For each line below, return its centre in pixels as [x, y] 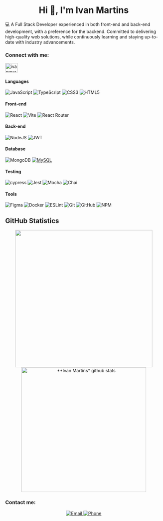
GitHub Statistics [32, 221]
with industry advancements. [45, 42]
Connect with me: [27, 55]
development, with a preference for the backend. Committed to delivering [81, 31]
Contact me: [20, 503]
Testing [13, 171]
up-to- [151, 36]
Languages [17, 81]
